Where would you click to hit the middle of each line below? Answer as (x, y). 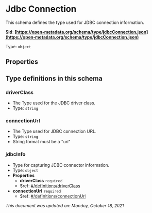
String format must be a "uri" (42, 142)
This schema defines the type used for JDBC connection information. (75, 22)
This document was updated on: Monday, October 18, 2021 (65, 205)
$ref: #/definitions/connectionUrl (53, 196)
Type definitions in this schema (54, 78)
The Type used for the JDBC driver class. (54, 103)
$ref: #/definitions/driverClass (50, 186)
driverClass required (41, 180)
